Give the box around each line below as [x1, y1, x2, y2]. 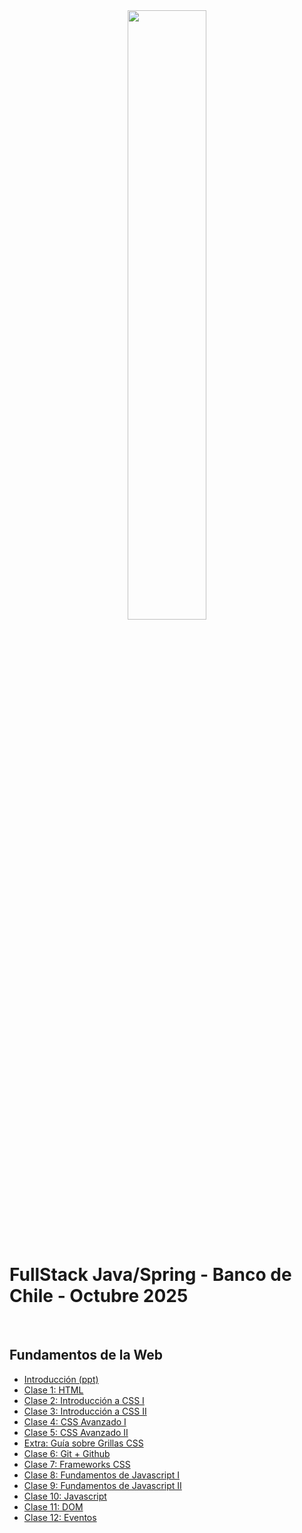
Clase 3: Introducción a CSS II [23, 1405, 147, 1417]
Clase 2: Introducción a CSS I [23, 1394, 145, 1406]
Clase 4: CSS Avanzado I [23, 1415, 127, 1428]
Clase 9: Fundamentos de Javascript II [23, 1479, 182, 1491]
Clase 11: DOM [23, 1500, 84, 1513]
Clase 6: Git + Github [23, 1447, 111, 1459]
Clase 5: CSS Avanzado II [23, 1426, 129, 1438]
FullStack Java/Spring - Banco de [9, 1264, 292, 1286]
